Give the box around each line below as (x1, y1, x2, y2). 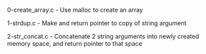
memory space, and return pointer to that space (7, 40, 142, 47)
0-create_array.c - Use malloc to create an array (7, 6, 144, 14)
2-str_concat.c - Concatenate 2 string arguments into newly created (7, 32, 200, 40)
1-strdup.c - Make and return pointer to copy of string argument (7, 19, 187, 27)
